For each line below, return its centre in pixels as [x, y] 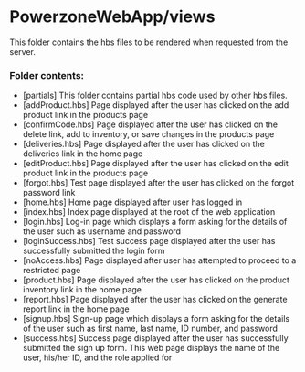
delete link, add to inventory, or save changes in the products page [148, 134]
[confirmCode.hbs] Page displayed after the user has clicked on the [150, 124]
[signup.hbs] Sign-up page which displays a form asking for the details [156, 319]
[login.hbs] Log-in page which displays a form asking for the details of [155, 222]
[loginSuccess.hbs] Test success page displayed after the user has [149, 241]
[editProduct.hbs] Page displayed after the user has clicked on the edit [156, 164]
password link [49, 193]
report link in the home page [76, 309]
